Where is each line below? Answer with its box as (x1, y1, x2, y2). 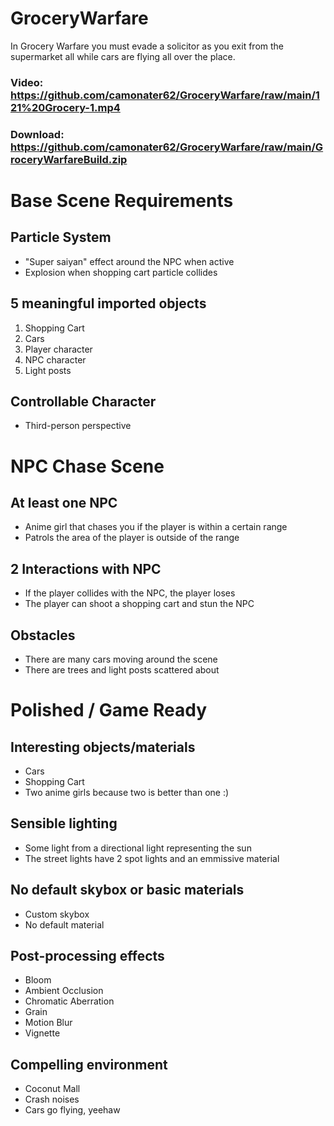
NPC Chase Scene (10, 455, 165, 477)
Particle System (10, 229, 112, 246)
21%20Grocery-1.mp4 (10, 100, 121, 114)
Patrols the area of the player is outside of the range (24, 532, 240, 544)
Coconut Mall (24, 1083, 81, 1095)
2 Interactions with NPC (10, 560, 162, 577)
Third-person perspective (24, 420, 132, 432)
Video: (10, 75, 44, 89)
